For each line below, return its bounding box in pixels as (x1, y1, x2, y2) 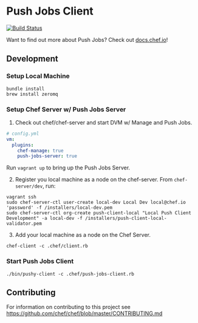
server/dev (15, 183, 43, 189)
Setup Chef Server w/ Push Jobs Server (6, 105, 126, 114)
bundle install (6, 86, 45, 92)
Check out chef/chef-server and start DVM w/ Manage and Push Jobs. (15, 118, 193, 126)
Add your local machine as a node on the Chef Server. (15, 231, 151, 239)
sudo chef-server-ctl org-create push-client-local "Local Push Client (6, 210, 191, 216)
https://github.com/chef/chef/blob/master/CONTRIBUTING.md (6, 310, 163, 317)
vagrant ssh (6, 194, 36, 200)
